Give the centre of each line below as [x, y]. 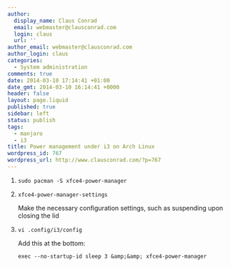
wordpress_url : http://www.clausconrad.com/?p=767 [84, 160]
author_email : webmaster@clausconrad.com [70, 47]
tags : [15, 127]
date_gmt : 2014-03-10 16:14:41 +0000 [64, 87]
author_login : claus [38, 54]
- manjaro [28, 133]
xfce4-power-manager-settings [63, 195]
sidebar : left [29, 114]
